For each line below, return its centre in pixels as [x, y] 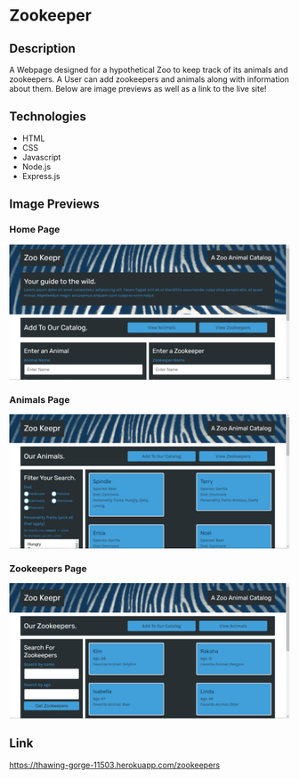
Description [42, 49]
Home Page [35, 230]
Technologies [48, 117]
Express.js [41, 176]
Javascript [41, 157]
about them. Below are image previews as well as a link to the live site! [138, 89]
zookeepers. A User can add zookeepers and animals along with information [149, 79]
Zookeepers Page [48, 569]
